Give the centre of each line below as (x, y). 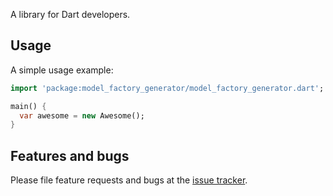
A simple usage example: (62, 70)
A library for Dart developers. (70, 14)
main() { (28, 106)
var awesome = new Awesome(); (82, 115)
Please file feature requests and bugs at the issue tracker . (129, 180)
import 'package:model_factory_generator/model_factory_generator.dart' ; (167, 88)
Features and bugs (70, 155)
